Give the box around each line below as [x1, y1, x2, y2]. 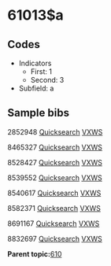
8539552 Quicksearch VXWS [7, 172, 103, 183]
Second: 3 [30, 76, 65, 84]
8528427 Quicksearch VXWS [7, 157, 103, 167]
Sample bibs [7, 106, 70, 120]
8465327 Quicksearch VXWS [7, 142, 103, 152]
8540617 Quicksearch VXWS [7, 188, 102, 198]
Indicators [18, 58, 52, 68]
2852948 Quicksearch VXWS [7, 127, 103, 136]
